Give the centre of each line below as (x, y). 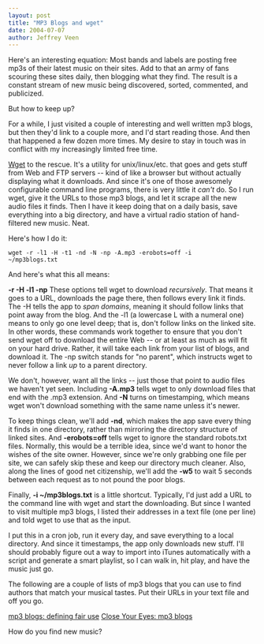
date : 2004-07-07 (37, 30)
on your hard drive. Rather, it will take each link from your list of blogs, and (129, 349)
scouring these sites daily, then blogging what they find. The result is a (123, 77)
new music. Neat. (61, 223)
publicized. (26, 94)
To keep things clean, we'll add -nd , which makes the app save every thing (130, 421)
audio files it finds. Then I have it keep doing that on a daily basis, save (123, 207)
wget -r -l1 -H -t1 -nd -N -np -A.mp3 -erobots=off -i (100, 253)
